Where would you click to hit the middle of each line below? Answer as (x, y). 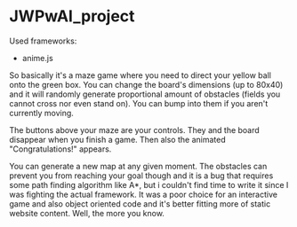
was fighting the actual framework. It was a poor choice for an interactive (144, 194)
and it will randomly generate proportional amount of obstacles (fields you (145, 94)
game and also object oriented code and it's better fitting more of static (140, 204)
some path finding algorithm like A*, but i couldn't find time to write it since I (149, 184)
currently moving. (41, 113)
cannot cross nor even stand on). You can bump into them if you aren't (139, 103)
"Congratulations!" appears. (60, 149)
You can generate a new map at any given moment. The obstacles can (138, 166)
